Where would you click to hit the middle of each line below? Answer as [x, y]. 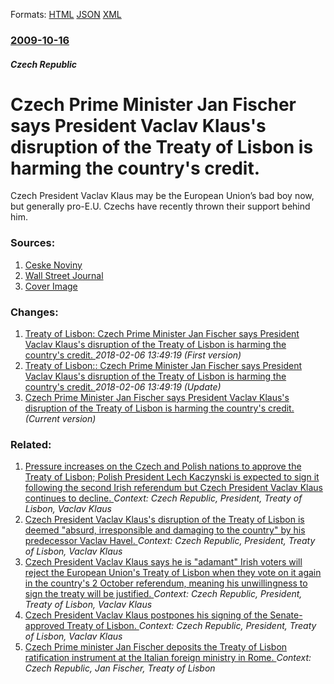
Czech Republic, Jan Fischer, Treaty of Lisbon [120, 668]
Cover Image [51, 286]
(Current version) [60, 419]
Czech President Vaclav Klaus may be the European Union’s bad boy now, [162, 196]
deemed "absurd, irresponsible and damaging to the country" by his [165, 530]
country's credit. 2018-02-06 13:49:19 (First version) [133, 355]
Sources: [33, 243]
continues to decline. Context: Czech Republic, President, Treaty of [163, 498]
